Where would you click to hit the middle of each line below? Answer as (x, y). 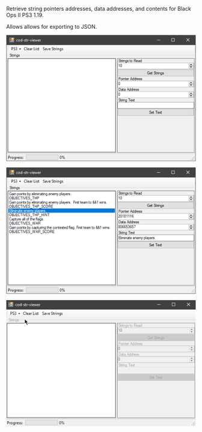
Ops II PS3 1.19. (25, 15)
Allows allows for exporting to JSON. (52, 27)
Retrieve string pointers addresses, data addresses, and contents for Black (99, 9)
